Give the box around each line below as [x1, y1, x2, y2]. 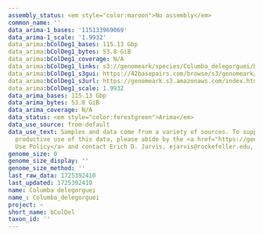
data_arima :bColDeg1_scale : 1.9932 [8, 84, 124, 92]
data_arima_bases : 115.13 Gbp [8, 92, 107, 99]
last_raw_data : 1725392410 [8, 172, 96, 180]
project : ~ [8, 201, 44, 208]
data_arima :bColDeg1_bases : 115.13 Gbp [8, 41, 139, 49]
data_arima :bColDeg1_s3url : [8, 77, 100, 85]
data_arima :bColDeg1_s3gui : [8, 70, 100, 78]
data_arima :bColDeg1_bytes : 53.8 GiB [8, 48, 131, 56]
